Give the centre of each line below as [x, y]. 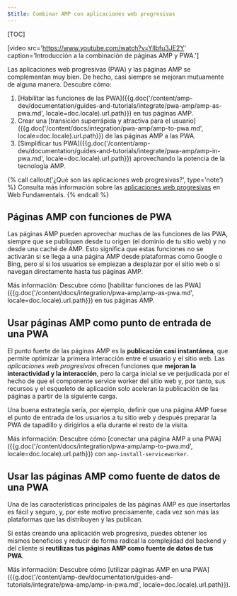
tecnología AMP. [41, 166]
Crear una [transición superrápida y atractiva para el [94, 121]
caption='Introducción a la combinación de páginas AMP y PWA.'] [103, 55]
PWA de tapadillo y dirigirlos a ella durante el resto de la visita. [98, 425]
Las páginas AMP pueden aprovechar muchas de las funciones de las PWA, [118, 234]
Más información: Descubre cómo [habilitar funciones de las [96, 285]
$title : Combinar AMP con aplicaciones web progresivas [91, 14]
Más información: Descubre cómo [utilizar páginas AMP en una [99, 570]
